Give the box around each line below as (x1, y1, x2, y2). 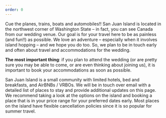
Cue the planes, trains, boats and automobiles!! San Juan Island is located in (5, 21, 162, 27)
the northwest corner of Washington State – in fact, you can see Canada (5, 26, 153, 32)
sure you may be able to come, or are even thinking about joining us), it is (5, 62, 156, 68)
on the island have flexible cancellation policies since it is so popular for (5, 103, 153, 109)
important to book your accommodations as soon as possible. (5, 67, 132, 73)
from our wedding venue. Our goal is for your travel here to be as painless (5, 31, 157, 37)
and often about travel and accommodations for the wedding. (5, 47, 131, 53)
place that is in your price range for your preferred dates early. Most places (5, 97, 160, 104)
